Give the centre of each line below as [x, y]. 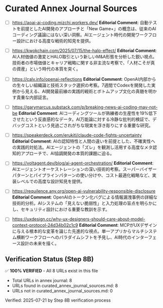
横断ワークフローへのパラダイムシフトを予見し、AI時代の [74, 237]
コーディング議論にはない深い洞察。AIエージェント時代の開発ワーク [80, 35]
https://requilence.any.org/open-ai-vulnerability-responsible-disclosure [84, 191]
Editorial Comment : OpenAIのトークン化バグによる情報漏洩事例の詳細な [85, 197]
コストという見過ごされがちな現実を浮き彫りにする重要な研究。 [89, 126]
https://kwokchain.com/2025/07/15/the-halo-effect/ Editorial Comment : [84, 51]
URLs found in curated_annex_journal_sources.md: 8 [65, 286]
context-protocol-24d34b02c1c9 [45, 225]
